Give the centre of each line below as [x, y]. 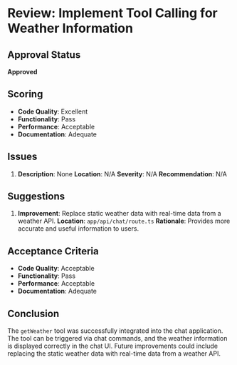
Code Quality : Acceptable [56, 269]
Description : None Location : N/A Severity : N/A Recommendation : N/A [122, 174]
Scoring [25, 94]
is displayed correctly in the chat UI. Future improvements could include [113, 346]
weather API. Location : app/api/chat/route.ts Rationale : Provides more [124, 221]
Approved [22, 72]
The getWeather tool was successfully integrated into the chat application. [115, 331]
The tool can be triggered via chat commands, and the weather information [117, 339]
